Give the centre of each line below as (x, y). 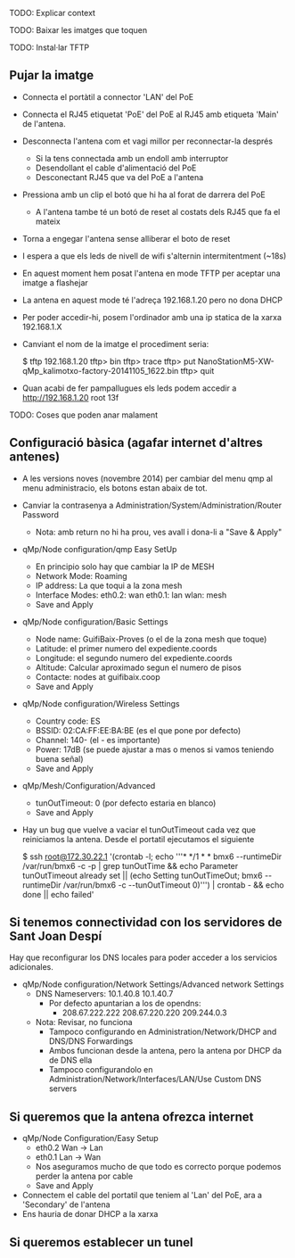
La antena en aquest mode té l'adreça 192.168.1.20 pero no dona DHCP (152, 300)
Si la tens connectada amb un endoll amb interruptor (132, 158)
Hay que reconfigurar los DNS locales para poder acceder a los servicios (143, 957)
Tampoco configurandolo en (101, 1070)
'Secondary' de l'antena (66, 1204)
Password (41, 514)
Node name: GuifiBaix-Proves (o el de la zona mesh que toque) (151, 639)
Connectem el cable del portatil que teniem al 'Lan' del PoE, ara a (142, 1196)
